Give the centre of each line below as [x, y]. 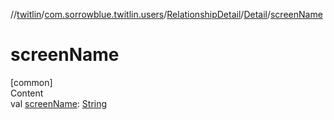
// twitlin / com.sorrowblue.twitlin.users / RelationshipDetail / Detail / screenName [166, 14]
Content [27, 93]
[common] [31, 82]
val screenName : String [59, 103]
